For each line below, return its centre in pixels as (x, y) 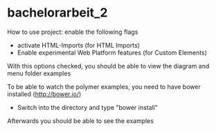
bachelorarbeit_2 (57, 13)
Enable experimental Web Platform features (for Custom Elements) (112, 53)
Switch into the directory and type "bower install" (87, 107)
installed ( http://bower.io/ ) (44, 94)
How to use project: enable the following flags (73, 32)
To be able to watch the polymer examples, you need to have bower (104, 86)
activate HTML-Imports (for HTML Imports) (79, 45)
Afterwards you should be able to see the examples (81, 121)
